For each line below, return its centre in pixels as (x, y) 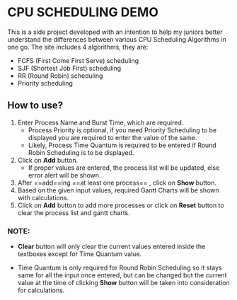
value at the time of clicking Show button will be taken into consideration (123, 283)
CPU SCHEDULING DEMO (83, 12)
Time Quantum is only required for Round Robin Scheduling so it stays (120, 268)
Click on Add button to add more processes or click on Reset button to (121, 205)
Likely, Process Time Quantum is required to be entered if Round (122, 145)
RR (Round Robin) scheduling (60, 76)
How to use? (35, 106)
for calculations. (41, 290)
